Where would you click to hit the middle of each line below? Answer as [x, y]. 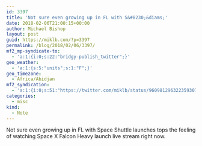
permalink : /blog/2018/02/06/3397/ [51, 46]
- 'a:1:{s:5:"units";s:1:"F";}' [52, 68]
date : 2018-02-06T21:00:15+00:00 [48, 23]
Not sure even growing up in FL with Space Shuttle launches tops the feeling [101, 130]
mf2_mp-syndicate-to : [33, 51]
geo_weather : [23, 62]
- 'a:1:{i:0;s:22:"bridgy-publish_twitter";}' [71, 57]
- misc [20, 101]
